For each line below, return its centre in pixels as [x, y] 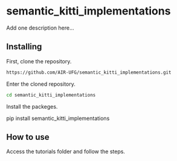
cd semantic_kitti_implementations [51, 95]
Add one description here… [40, 28]
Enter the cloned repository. [41, 84]
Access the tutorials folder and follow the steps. [66, 151]
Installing [24, 47]
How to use [28, 137]
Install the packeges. [32, 106]
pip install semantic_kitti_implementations [58, 118]
